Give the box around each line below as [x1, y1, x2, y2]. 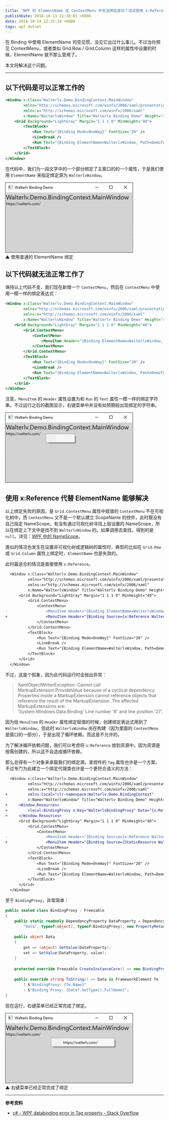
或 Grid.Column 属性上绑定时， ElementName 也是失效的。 [5, 550, 121, 556]
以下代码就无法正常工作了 [5, 270, 84, 278]
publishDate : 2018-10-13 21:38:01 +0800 [5, 13, 92, 19]
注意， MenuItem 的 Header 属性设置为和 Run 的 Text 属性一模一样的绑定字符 [5, 396, 158, 402]
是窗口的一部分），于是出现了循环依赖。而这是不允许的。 [5, 731, 122, 737]
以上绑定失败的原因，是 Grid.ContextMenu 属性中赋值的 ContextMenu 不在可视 [5, 508, 164, 514]
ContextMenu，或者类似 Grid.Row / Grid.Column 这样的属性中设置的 [11, 45, 152, 51]
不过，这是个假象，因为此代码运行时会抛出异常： [5, 671, 107, 678]
